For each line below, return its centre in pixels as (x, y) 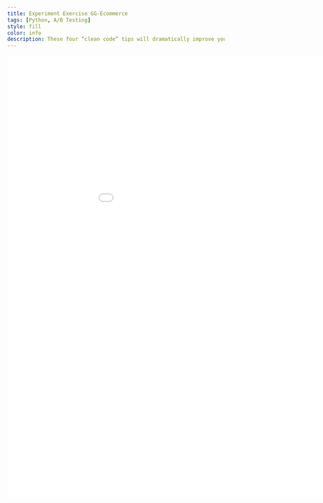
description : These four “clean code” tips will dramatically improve (111, 39)
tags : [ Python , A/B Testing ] (49, 20)
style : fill (24, 26)
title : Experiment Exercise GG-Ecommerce (68, 13)
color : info (24, 33)
